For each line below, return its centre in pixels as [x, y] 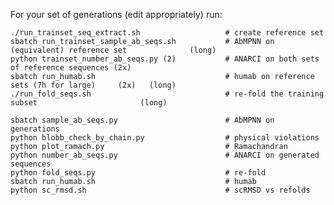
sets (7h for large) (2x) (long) [93, 85]
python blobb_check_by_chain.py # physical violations [165, 138]
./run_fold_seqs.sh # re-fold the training [167, 94]
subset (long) [89, 103]
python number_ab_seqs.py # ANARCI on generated [165, 155]
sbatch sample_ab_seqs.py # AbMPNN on [142, 120]
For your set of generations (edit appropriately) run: [116, 14]
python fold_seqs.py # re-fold [138, 173]
